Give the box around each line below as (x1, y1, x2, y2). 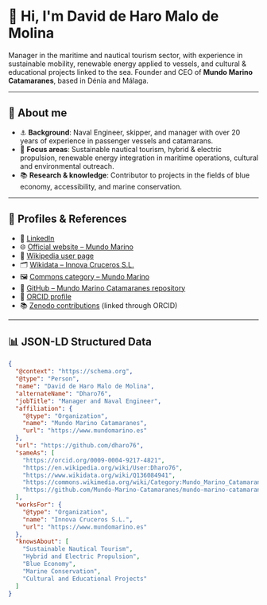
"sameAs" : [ (15, 449, 56, 457)
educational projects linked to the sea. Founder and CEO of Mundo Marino (8, 67, 253, 76)
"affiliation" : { (15, 404, 73, 412)
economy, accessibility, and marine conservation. (19, 181, 183, 191)
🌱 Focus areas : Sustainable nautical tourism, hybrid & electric (19, 144, 222, 154)
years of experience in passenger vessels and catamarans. (19, 135, 214, 146)
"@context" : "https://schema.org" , (15, 368, 133, 376)
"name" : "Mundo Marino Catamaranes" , (22, 420, 148, 427)
